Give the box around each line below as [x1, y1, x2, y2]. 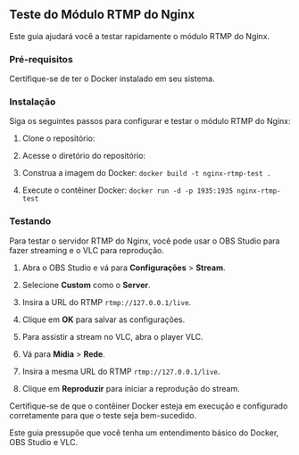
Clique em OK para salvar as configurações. [21, 314, 186, 325]
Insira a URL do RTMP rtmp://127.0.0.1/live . [21, 296, 192, 307]
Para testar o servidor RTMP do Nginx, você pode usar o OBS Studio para [9, 236, 280, 246]
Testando [9, 215, 52, 227]
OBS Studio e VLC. [9, 436, 79, 447]
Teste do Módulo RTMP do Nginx [9, 7, 195, 22]
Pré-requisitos [9, 53, 73, 65]
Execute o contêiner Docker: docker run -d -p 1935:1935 [21, 185, 234, 195]
